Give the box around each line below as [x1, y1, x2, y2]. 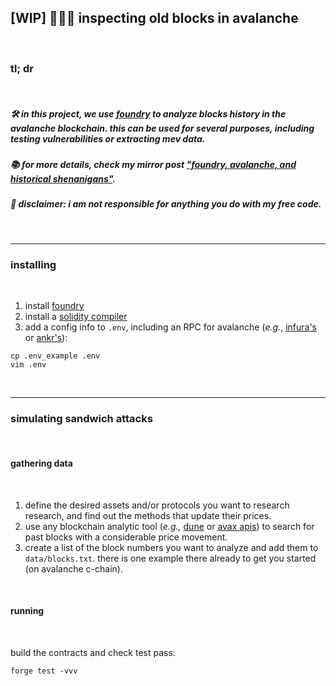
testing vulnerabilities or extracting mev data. [10, 132, 206, 145]
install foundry [24, 300, 85, 312]
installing [10, 257, 57, 271]
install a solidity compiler [24, 311, 128, 323]
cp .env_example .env [10, 351, 101, 361]
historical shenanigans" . [10, 173, 116, 185]
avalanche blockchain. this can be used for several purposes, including [10, 122, 315, 134]
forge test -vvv [10, 666, 78, 676]
